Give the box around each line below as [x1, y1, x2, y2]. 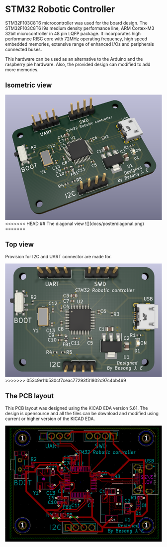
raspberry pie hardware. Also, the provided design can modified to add [5, 61, 151, 67]
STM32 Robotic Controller [5, 3, 115, 15]
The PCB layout [5, 392, 54, 400]
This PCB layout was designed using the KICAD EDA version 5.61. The [5, 405, 148, 411]
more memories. [5, 66, 39, 73]
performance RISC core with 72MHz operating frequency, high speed [5, 36, 148, 42]
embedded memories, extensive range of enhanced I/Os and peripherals [5, 41, 154, 47]
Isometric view [5, 81, 52, 90]
